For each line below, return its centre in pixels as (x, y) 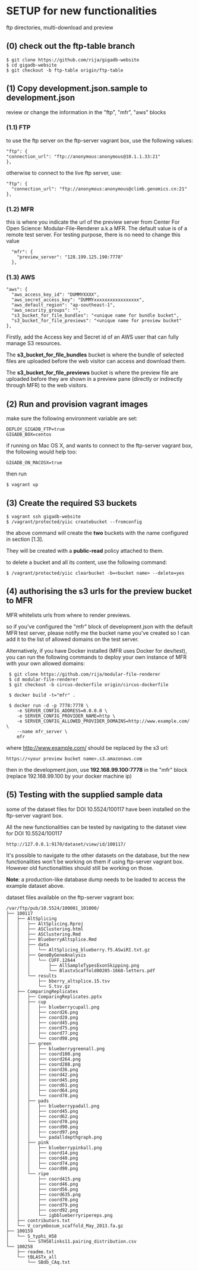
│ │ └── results (32, 976)
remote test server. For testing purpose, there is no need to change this (94, 235)
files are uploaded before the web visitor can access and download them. (96, 361)
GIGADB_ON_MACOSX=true (34, 463)
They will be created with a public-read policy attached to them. (85, 551)
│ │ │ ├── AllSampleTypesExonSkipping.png (73, 965)
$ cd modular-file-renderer (43, 680)
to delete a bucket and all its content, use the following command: (87, 562)
